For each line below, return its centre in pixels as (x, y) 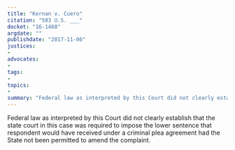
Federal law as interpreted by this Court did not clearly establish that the (111, 118)
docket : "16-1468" (34, 27)
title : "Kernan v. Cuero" (45, 14)
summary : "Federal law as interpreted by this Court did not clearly (111, 98)
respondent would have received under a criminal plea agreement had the (114, 133)
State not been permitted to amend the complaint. (79, 140)
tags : (15, 72)
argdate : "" (24, 33)
